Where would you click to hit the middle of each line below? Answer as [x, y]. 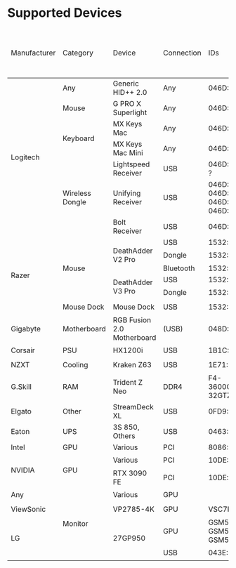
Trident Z [128, 382]
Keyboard [78, 138]
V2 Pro [124, 260]
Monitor [76, 524]
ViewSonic [28, 509]
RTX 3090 [130, 473]
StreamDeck [133, 407]
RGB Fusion [132, 319]
